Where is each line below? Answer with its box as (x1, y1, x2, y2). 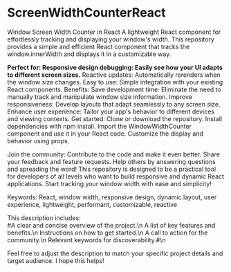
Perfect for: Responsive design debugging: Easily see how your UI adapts (7, 63, 223, 71)
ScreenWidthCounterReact (7, 5, 166, 21)
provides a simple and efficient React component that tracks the (7, 42, 190, 51)
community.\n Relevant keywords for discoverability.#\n (7, 235, 166, 244)
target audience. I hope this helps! (7, 256, 104, 264)
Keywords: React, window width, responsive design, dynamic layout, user (7, 192, 217, 201)
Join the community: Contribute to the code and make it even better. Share (7, 150, 220, 158)
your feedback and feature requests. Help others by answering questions (7, 157, 216, 165)
